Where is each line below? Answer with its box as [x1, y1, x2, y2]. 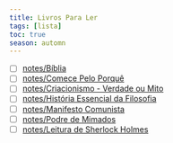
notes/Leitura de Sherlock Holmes [22, 123, 149, 135]
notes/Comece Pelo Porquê [22, 73, 125, 84]
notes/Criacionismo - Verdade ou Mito [22, 83, 164, 94]
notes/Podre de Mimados [22, 113, 117, 124]
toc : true [9, 30, 47, 39]
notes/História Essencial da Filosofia [22, 94, 157, 104]
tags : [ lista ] [9, 22, 63, 31]
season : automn [9, 38, 66, 48]
